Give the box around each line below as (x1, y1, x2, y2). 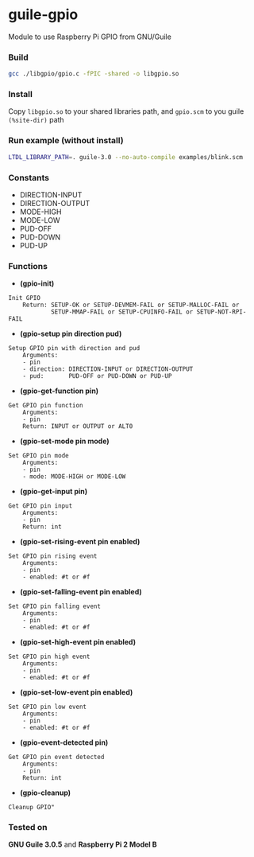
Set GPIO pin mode (8, 452, 69, 460)
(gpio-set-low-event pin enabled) (19, 688, 133, 697)
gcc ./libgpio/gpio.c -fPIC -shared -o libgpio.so (8, 70, 179, 78)
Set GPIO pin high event (8, 652, 90, 661)
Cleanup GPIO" (8, 804, 56, 812)
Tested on (8, 822, 48, 833)
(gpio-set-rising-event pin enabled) (19, 537, 140, 547)
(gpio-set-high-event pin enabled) (19, 637, 137, 647)
